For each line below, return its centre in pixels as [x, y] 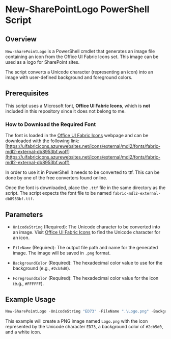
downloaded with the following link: [42, 141]
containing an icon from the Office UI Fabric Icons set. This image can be [82, 57]
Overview [21, 39]
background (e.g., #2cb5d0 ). [41, 268]
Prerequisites [27, 94]
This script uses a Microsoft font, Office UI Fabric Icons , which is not [78, 106]
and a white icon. [23, 332]
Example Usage [31, 299]
